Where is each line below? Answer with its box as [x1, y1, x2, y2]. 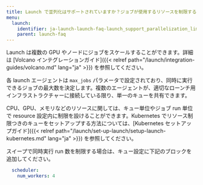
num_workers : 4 [17, 173, 56, 179]
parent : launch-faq [17, 31, 66, 37]
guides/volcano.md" [6, 64, 57, 71]
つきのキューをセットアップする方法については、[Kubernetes [11, 120, 164, 127]
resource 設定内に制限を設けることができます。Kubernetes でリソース [13, 112, 188, 120]
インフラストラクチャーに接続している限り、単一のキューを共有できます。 [6, 92, 190, 99]
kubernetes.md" [6, 135, 47, 142]
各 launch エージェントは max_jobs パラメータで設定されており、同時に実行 [6, 77, 193, 84]
